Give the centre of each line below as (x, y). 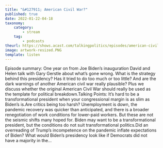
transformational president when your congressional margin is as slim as (77, 99)
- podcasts (33, 41)
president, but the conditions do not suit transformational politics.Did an (77, 125)
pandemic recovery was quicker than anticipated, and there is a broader (77, 110)
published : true (21, 14)
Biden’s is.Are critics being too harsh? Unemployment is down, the (71, 104)
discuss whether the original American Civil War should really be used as (78, 89)
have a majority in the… (28, 141)
